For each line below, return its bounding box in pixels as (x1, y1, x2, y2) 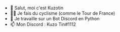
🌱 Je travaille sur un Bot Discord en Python (10, 16, 100, 21)
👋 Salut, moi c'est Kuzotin (10, 5, 64, 11)
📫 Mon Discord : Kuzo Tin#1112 (10, 21, 76, 27)
